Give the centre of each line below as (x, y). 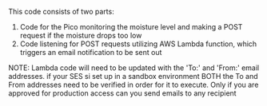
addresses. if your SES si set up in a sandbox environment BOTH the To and (133, 76)
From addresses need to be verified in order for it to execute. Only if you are (133, 84)
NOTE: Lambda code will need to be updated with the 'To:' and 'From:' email (134, 68)
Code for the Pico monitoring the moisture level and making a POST (131, 27)
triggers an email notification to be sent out (91, 52)
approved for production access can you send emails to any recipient (123, 93)
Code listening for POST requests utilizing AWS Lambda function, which (138, 44)
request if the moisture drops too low (81, 35)
